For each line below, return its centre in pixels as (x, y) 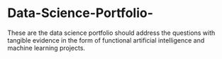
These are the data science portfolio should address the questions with (111, 33)
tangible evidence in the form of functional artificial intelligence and (106, 40)
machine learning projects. (46, 48)
